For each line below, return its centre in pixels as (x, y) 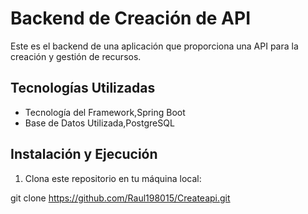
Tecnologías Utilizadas (83, 88)
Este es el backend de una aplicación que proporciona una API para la (154, 46)
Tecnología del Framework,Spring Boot (105, 112)
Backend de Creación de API (131, 18)
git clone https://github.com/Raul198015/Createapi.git (120, 198)
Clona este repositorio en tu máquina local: (113, 178)
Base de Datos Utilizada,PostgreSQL (99, 123)
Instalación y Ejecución (84, 154)
